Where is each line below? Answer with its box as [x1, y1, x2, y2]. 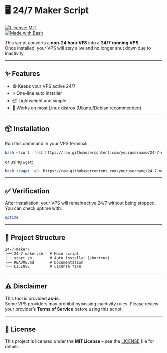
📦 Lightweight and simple [12, 97, 67, 103]
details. [5, 344, 20, 350]
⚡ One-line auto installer [12, 90, 62, 96]
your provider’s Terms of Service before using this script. [5, 306, 123, 312]
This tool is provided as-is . [5, 295, 60, 301]
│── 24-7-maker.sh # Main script [5, 251, 79, 256]
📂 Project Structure [5, 233, 66, 242]
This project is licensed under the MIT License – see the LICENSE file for [5, 338, 154, 344]
